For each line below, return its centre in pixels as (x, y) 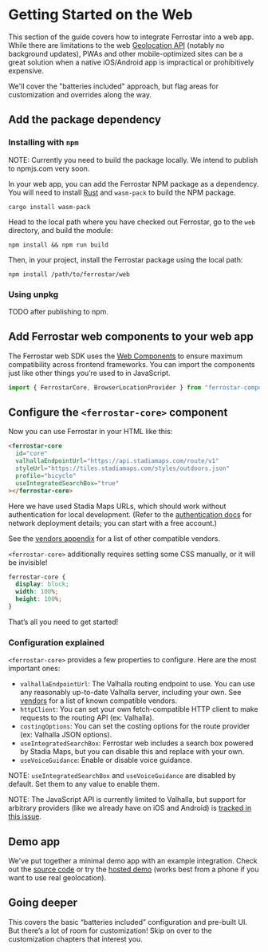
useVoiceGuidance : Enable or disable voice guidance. (106, 760)
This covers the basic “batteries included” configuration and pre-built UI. (128, 922)
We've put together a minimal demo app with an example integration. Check (133, 861)
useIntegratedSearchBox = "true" (67, 483)
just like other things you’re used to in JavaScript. (89, 373)
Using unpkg (33, 294)
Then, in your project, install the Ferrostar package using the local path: (126, 259)
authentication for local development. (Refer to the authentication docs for (130, 514)
